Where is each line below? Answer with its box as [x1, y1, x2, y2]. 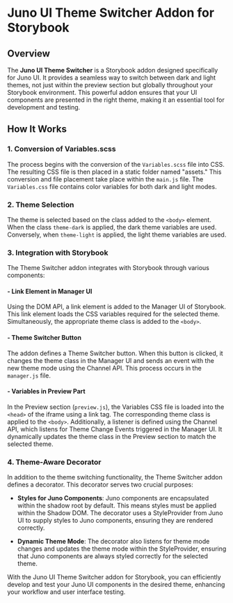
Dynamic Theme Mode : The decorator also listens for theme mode [17, 537, 210, 546]
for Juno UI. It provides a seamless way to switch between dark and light [7, 73, 216, 82]
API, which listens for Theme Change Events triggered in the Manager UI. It [7, 424, 223, 433]
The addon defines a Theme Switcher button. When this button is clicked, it [7, 349, 224, 357]
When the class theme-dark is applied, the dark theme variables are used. [7, 223, 217, 231]
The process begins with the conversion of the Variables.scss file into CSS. [7, 160, 225, 168]
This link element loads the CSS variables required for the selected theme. [7, 310, 220, 318]
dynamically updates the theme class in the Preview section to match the [7, 432, 217, 440]
